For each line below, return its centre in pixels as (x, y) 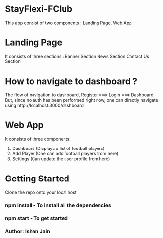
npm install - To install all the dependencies (58, 205)
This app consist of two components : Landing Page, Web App (68, 23)
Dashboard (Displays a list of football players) (58, 148)
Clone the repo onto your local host (41, 192)
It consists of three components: (38, 139)
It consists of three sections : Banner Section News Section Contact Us (77, 56)
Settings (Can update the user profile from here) (61, 159)
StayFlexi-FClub (39, 9)
